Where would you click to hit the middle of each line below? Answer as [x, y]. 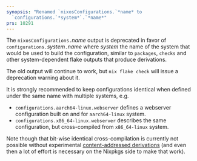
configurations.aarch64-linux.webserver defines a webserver [93, 108]
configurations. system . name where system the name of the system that [98, 47]
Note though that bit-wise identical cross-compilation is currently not [92, 139]
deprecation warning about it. [43, 78]
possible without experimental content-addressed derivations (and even [96, 145]
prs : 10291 [20, 23]
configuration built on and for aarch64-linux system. [81, 114]
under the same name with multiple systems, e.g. [68, 96]
